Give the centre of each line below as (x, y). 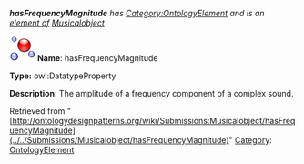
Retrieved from (37, 111)
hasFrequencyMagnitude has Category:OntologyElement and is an (137, 13)
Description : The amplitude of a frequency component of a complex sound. (152, 93)
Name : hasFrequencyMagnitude (97, 58)
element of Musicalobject (57, 23)
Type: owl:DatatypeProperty (63, 76)
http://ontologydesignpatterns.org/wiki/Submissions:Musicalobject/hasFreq (154, 121)
